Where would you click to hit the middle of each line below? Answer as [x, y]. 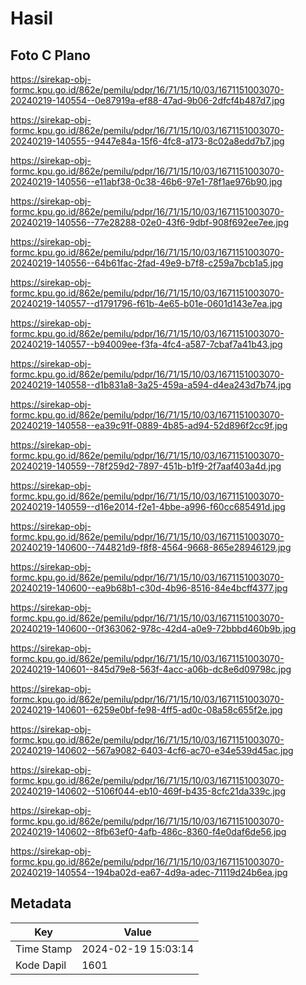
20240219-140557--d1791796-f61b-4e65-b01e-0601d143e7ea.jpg [146, 303]
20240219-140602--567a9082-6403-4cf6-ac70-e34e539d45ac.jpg [152, 750]
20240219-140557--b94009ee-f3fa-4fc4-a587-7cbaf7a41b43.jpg [146, 344]
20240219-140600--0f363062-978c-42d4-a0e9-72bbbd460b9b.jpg [153, 628]
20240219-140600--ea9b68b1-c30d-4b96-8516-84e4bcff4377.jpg [149, 588]
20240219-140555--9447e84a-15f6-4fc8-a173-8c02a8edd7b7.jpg [147, 141]
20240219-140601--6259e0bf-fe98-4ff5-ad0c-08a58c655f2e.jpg [146, 710]
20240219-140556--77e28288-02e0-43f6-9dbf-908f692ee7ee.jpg [149, 222]
